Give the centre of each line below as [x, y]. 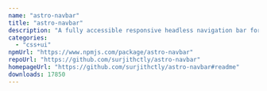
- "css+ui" [33, 45]
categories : [28, 38]
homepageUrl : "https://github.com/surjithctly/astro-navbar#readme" [124, 67]
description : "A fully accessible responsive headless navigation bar [128, 30]
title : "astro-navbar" [46, 23]
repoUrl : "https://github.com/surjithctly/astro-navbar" [104, 60]
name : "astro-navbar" [44, 15]
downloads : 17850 [37, 74]
